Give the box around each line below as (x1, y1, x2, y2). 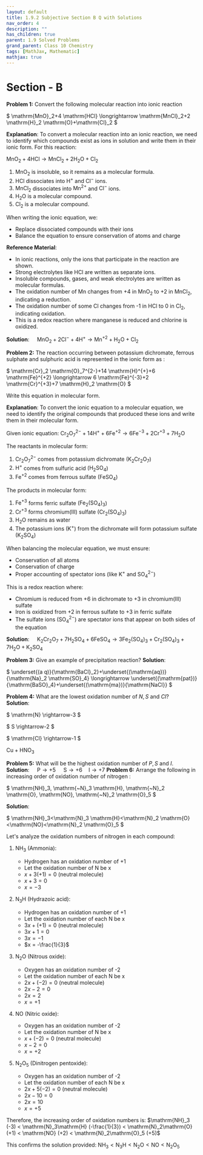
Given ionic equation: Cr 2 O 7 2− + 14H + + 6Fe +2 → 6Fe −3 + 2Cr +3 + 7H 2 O (6, 428, 185, 438)
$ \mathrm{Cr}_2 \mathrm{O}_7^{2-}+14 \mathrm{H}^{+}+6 (6, 367, 156, 374)
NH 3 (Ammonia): (15, 844, 57, 853)
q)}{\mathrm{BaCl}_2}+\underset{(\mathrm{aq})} (44, 668, 167, 675)
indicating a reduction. (15, 295, 72, 303)
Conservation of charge (15, 563, 75, 570)
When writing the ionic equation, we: (6, 213, 98, 221)
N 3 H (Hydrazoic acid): (15, 895, 71, 904)
